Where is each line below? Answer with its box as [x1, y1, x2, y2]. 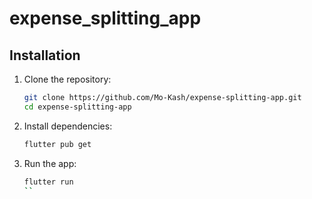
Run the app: [23, 157, 77, 169]
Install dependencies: [23, 120, 113, 132]
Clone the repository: [23, 73, 112, 85]
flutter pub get [23, 139, 92, 149]
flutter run [23, 177, 74, 187]
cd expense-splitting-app [23, 102, 132, 112]
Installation [9, 47, 81, 64]
